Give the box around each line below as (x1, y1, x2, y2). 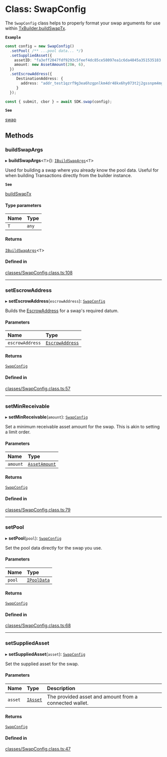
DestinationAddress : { (16, 76, 64, 81)
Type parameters (5, 202, 42, 208)
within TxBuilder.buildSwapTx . (5, 25, 67, 31)
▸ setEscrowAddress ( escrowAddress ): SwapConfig (5, 298, 105, 304)
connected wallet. (47, 699, 89, 706)
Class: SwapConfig (5, 3, 86, 15)
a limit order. (5, 429, 31, 435)
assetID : (14, 57, 32, 63)
